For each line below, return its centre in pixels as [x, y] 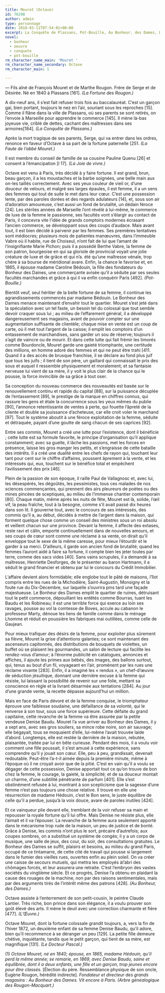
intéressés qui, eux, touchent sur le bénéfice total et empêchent [70, 463]
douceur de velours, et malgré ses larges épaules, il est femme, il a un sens [81, 189]
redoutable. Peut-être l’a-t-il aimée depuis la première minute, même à [76, 758]
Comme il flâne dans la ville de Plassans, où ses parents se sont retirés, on [81, 113]
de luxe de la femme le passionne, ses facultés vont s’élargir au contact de [81, 215]
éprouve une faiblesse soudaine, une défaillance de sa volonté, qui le [75, 706]
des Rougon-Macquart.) [30, 985]
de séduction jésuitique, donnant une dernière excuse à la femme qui [75, 675]
